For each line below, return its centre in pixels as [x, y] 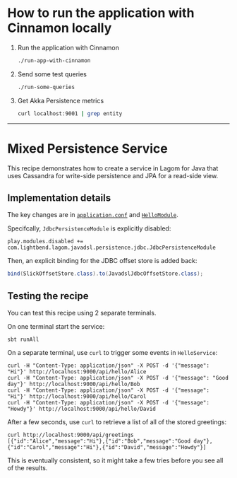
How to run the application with [101, 13]
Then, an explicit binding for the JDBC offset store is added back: [102, 261]
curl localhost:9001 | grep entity [70, 113]
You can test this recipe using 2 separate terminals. [82, 313]
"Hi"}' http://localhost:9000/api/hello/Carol [77, 397]
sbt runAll [23, 339]
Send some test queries [52, 74]
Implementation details [59, 198]
